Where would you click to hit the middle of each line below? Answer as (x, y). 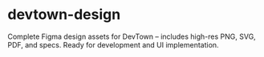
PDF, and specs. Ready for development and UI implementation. (113, 44)
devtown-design (64, 15)
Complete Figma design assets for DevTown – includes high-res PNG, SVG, (132, 36)
